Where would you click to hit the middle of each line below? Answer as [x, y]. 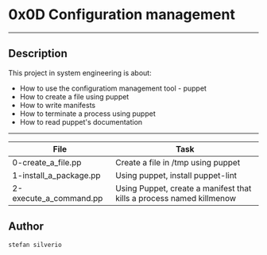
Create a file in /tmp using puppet [178, 162]
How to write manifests [58, 105]
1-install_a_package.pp [56, 175]
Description [38, 54]
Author [26, 227]
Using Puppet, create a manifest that [183, 188]
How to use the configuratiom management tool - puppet [113, 88]
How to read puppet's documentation [81, 122]
